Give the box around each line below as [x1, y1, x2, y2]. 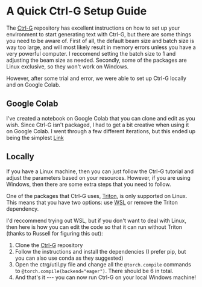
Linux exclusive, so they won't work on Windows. [6, 62, 129, 70]
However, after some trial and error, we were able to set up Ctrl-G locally [6, 74, 187, 82]
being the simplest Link [6, 134, 65, 141]
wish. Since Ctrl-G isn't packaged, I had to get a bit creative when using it [6, 121, 189, 128]
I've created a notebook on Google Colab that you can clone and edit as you [6, 114, 195, 122]
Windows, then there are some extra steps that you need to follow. [6, 180, 171, 188]
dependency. [6, 205, 39, 213]
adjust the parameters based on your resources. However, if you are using [6, 174, 191, 181]
